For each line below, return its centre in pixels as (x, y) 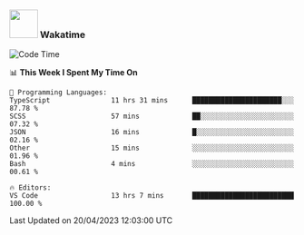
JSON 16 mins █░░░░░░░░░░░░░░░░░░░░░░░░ (152, 132)
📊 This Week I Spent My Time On (74, 73)
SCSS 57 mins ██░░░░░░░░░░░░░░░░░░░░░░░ (152, 117)
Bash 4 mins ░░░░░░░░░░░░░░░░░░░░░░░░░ (152, 164)
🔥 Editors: (30, 188)
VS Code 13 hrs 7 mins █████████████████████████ (152, 196)
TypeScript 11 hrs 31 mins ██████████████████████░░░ (152, 101)
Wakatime (63, 34)
